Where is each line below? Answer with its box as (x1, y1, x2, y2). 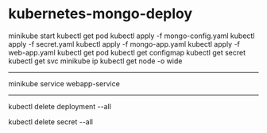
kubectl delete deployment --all (8, 101, 111, 111)
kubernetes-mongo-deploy (8, 5, 193, 23)
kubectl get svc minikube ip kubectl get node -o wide (8, 56, 183, 66)
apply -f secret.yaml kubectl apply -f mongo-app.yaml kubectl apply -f (8, 39, 241, 48)
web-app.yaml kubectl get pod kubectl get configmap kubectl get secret (8, 47, 246, 57)
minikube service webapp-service (8, 78, 121, 88)
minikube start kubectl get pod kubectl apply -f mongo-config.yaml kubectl (8, 31, 255, 40)
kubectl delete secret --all (8, 116, 94, 127)
